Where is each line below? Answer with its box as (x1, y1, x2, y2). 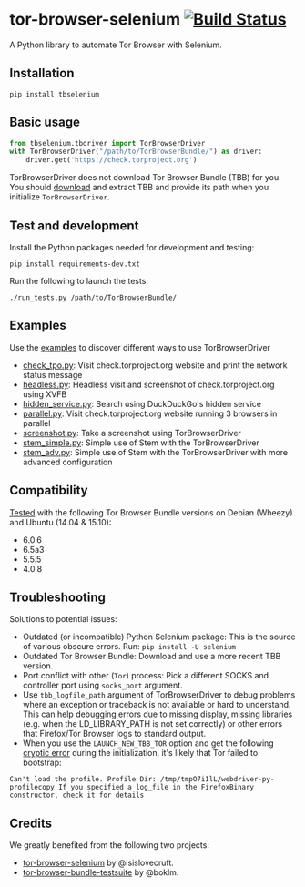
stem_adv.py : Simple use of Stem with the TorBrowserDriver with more (22, 446, 289, 457)
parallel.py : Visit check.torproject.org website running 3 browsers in (22, 408, 278, 419)
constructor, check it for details (9, 790, 145, 800)
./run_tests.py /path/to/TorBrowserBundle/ (9, 293, 178, 302)
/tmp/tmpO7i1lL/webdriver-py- (159, 775, 275, 784)
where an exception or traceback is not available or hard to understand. (22, 699, 291, 710)
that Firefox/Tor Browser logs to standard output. (22, 729, 207, 739)
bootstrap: (22, 757, 62, 769)
